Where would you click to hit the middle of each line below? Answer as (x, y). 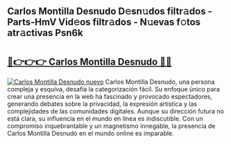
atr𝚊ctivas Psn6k (45, 33)
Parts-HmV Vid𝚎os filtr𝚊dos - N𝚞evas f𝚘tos (104, 22)
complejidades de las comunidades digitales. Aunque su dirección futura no (115, 111)
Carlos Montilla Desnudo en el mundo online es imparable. (91, 133)
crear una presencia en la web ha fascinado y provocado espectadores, (110, 97)
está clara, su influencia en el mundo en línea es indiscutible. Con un (105, 118)
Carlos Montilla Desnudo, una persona (160, 82)
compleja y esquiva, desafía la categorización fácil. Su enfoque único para (114, 89)
